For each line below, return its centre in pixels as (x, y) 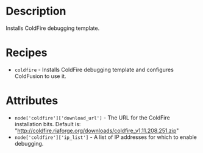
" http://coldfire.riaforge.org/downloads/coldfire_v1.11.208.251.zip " (97, 130)
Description (36, 11)
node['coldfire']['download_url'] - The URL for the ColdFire (92, 118)
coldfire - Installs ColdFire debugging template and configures (94, 69)
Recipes (27, 53)
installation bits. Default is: (48, 124)
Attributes (32, 101)
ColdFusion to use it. (40, 76)
